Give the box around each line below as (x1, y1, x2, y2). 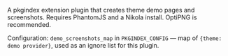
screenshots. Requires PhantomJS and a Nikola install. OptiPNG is (7, 13, 197, 21)
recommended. (7, 21, 51, 28)
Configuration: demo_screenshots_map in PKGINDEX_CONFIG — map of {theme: (7, 34, 222, 42)
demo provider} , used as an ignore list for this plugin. (7, 41, 159, 49)
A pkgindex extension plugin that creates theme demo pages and (7, 6, 195, 14)
